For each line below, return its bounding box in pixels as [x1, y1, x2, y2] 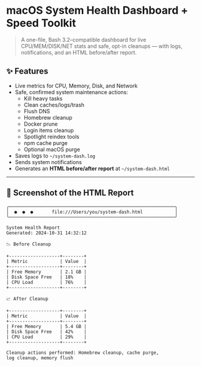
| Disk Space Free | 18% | [6, 274, 87, 280]
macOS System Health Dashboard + [6, 4, 188, 17]
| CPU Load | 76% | [6, 279, 87, 285]
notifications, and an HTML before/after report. [20, 48, 137, 56]
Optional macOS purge [23, 145, 81, 153]
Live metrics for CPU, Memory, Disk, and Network [14, 82, 138, 89]
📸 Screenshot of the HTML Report [6, 188, 134, 198]
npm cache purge [23, 139, 68, 147]
